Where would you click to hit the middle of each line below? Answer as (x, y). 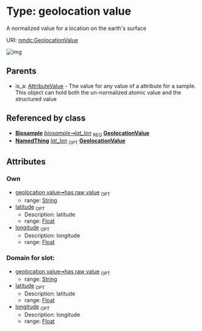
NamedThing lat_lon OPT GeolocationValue (70, 142)
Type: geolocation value (69, 11)
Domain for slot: (31, 258)
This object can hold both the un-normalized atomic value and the (98, 92)
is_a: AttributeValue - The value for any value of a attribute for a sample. (106, 86)
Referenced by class (46, 118)
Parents (21, 71)
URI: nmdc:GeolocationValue (42, 40)
